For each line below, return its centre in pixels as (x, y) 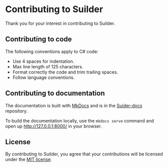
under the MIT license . (29, 159)
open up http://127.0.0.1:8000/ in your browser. (53, 126)
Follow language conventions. (43, 77)
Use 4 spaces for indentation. (43, 61)
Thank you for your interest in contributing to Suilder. (60, 23)
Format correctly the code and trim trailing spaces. (65, 72)
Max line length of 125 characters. (48, 66)
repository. (16, 111)
